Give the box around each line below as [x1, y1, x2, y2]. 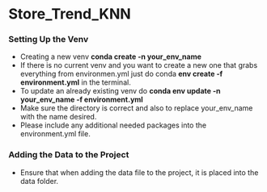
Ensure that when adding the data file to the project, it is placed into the [19, 167, 259, 177]
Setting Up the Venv [8, 34, 89, 45]
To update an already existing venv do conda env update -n [19, 86, 221, 96]
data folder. [19, 176, 59, 186]
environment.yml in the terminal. [19, 77, 131, 87]
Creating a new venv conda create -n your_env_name [19, 52, 202, 61]
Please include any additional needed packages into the [19, 120, 207, 130]
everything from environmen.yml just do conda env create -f [19, 69, 223, 79]
